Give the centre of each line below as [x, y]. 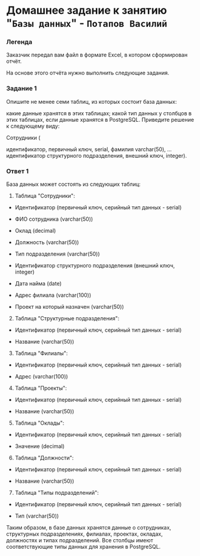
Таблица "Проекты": [41, 388]
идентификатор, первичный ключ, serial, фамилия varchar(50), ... [89, 149]
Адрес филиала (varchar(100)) [53, 295]
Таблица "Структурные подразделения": [67, 318]
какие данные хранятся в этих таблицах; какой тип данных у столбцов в [99, 113]
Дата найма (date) [38, 284]
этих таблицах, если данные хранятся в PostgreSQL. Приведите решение [100, 119]
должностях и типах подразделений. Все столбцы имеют [80, 540]
